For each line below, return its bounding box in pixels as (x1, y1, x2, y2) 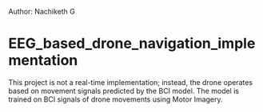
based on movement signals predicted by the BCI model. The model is (8, 86, 240, 95)
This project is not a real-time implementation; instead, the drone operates (8, 77, 253, 87)
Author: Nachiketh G (8, 7, 76, 16)
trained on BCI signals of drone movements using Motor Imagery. (8, 95, 223, 104)
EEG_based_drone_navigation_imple (8, 35, 256, 52)
